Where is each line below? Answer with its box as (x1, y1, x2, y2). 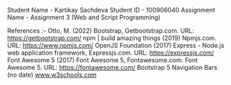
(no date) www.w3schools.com (7, 70, 97, 79)
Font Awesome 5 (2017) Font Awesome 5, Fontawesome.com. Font (7, 56, 198, 64)
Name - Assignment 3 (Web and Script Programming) (7, 13, 161, 21)
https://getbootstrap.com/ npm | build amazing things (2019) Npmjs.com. (7, 34, 217, 42)
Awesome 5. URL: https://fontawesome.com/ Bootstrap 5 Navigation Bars (7, 64, 218, 71)
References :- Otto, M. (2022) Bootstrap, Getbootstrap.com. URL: (7, 27, 195, 35)
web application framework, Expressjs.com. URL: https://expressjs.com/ (7, 48, 214, 57)
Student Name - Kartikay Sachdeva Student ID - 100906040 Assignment (7, 6, 216, 14)
